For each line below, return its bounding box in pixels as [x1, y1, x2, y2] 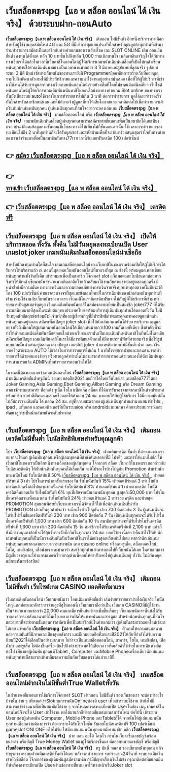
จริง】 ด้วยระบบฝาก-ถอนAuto [6, 18, 112, 30]
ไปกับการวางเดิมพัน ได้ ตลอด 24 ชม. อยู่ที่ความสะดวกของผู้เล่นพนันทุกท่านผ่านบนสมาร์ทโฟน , [6, 398, 163, 404]
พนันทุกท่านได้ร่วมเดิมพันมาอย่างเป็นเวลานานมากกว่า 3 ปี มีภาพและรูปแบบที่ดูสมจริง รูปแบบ [6, 64, 158, 70]
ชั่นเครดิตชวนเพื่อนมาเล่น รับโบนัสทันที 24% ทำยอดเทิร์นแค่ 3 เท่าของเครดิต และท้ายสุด [6, 495, 153, 501]
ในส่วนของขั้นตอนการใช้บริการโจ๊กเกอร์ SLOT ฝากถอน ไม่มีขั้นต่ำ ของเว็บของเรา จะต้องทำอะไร [6, 692, 164, 698]
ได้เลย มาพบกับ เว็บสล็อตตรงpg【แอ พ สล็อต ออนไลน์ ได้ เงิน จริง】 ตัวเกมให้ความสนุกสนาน [6, 625, 163, 631]
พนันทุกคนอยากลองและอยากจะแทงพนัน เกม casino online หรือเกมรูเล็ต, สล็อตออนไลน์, [6, 541, 158, 547]
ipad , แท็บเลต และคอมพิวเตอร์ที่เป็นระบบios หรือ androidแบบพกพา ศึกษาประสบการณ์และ [6, 404, 163, 410]
